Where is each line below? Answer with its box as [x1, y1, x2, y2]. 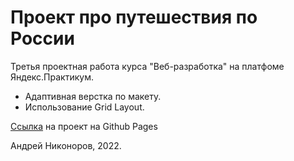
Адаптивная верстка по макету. [24, 90, 162, 102]
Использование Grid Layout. [24, 101, 145, 113]
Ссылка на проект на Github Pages [10, 120, 158, 132]
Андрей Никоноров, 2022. [10, 139, 122, 151]
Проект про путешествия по [10, 6, 258, 29]
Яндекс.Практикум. [10, 71, 94, 83]
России [10, 27, 75, 50]
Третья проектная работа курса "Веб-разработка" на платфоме [10, 60, 285, 72]
